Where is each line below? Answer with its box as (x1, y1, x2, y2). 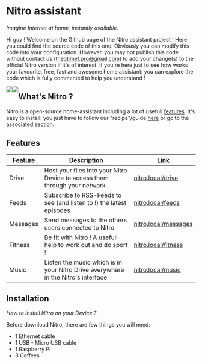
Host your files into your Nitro (44, 166, 127, 174)
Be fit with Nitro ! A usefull (44, 233, 118, 242)
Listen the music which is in (44, 258, 122, 266)
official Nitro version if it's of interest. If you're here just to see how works (6, 61, 188, 69)
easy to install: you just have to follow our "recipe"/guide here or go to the (6, 114, 189, 121)
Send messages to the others (44, 216, 127, 224)
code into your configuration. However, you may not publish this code (6, 48, 179, 55)
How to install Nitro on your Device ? (6, 309, 97, 317)
